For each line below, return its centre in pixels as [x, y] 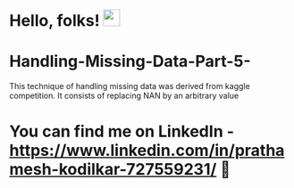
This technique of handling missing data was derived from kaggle [130, 86]
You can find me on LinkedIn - [122, 131]
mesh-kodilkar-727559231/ [113, 170]
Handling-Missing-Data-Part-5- [130, 61]
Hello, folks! [55, 21]
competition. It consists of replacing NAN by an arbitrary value [124, 96]
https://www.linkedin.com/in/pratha [147, 151]
